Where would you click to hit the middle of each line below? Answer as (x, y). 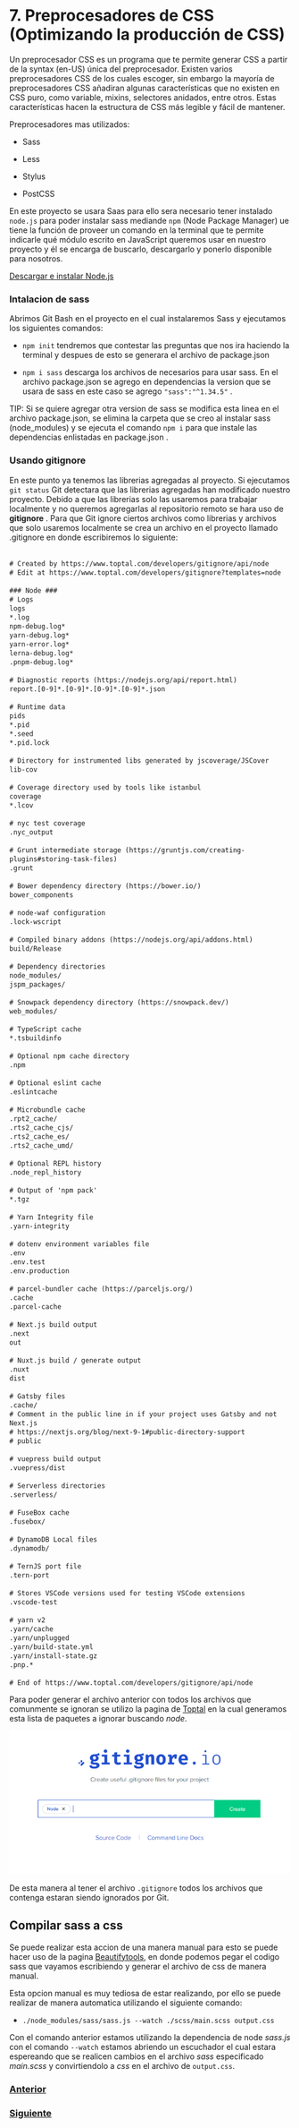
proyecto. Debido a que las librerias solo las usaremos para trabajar (133, 499)
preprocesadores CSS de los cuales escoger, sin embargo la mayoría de (142, 78)
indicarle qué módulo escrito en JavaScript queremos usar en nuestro (137, 239)
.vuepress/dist (37, 1468)
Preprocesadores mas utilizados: (70, 124)
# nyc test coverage (48, 823)
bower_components (42, 895)
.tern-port (29, 1575)
